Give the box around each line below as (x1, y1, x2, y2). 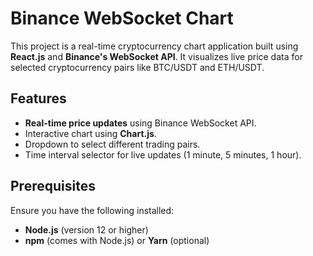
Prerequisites (10, 178, 96, 195)
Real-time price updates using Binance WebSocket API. (24, 117, 257, 129)
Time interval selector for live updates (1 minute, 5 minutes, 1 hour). (24, 148, 302, 161)
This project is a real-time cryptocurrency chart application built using (10, 40, 299, 52)
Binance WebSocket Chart (10, 7, 234, 30)
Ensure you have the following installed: (10, 204, 175, 216)
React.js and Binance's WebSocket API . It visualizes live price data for (10, 50, 303, 62)
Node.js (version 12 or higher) (24, 223, 149, 236)
